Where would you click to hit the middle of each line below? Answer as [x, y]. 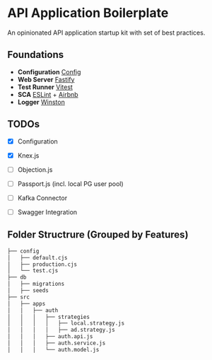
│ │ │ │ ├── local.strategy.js [66, 323]
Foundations [36, 55]
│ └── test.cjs [33, 271]
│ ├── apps [26, 303]
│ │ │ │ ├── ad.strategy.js [61, 330]
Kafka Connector [42, 198]
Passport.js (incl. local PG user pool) [70, 184]
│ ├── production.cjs [42, 264]
